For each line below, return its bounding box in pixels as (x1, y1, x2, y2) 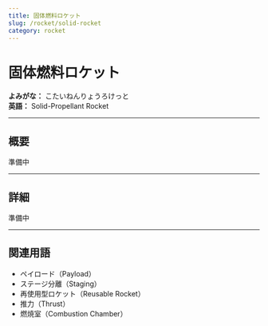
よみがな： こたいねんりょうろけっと (8, 91, 129, 101)
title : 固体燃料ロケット (8, 11, 81, 20)
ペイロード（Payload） (19, 268, 96, 278)
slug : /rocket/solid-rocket (8, 19, 102, 27)
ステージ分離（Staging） (19, 279, 101, 288)
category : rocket (8, 26, 66, 34)
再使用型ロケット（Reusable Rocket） (19, 288, 145, 298)
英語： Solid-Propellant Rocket (8, 101, 109, 111)
